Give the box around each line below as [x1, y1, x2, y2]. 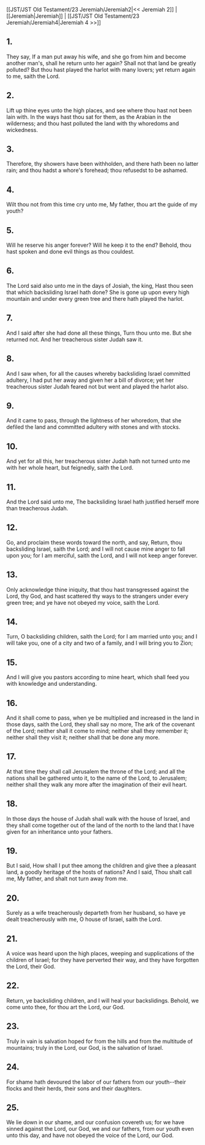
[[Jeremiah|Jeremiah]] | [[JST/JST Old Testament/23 [6, 12, 140, 20]
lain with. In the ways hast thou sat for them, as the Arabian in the [6, 113, 171, 120]
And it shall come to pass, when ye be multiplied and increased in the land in [6, 714, 199, 721]
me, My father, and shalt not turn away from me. [6, 875, 129, 882]
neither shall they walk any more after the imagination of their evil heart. [6, 780, 188, 788]
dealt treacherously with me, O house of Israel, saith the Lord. [6, 915, 162, 923]
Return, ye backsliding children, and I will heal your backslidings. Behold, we [6, 996, 199, 1004]
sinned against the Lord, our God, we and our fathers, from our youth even [6, 1125, 194, 1133]
